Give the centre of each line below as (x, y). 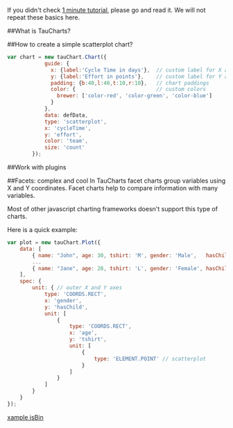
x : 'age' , (83, 333)
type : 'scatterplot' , (76, 122)
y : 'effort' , (63, 135)
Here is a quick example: (42, 230)
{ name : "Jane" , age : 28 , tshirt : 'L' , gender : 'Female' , (118, 268)
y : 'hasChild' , (66, 307)
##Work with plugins (37, 167)
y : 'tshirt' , (88, 340)
